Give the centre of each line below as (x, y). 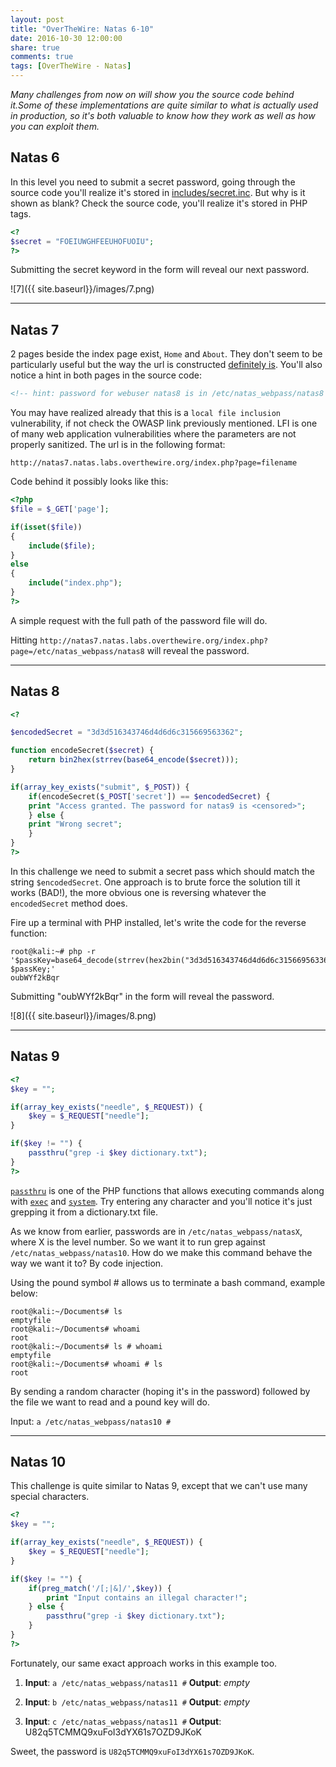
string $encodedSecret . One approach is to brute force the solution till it (155, 882)
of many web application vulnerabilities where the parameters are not (153, 434)
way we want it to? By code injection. (87, 1263)
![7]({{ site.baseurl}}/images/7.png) (82, 289)
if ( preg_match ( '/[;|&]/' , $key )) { (100, 1588)
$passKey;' (33, 969)
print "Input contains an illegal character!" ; (147, 1597)
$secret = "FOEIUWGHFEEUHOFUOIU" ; (82, 241)
